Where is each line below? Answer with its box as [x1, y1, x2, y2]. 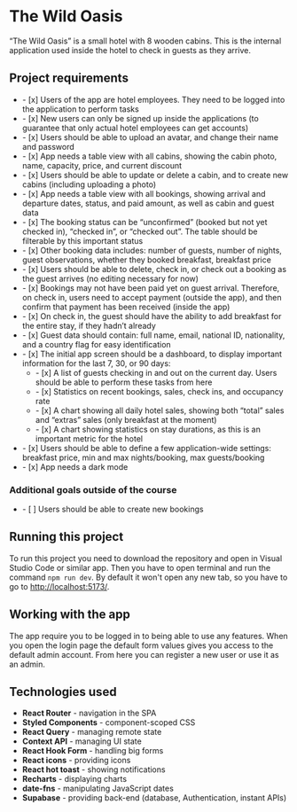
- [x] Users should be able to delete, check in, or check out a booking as [21, 263, 286, 274]
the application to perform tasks [21, 104, 139, 114]
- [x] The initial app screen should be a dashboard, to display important [21, 348, 282, 359]
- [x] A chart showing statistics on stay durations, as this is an [35, 424, 262, 434]
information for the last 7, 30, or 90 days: [21, 357, 171, 369]
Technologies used [9, 684, 117, 699]
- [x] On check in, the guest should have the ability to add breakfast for [21, 310, 282, 321]
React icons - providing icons [21, 755, 131, 766]
